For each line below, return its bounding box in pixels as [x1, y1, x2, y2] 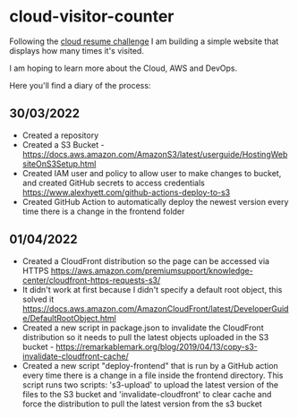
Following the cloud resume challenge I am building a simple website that [9, 36, 279, 47]
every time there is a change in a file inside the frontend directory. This [21, 370, 284, 380]
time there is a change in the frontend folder [21, 206, 185, 217]
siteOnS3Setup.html [21, 158, 97, 169]
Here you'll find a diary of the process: [9, 80, 151, 90]
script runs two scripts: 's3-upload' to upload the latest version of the [21, 379, 279, 390]
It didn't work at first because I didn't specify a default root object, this [21, 284, 283, 294]
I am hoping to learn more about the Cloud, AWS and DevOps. [9, 63, 238, 73]
